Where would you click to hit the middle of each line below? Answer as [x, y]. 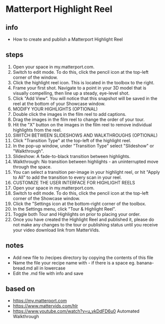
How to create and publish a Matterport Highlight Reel [68, 39]
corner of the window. [35, 77]
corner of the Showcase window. [47, 198]
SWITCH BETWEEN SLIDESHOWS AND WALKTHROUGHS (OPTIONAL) [85, 135]
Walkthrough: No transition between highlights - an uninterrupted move [85, 162]
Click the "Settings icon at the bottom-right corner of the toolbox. [80, 204]
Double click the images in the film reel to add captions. [70, 114]
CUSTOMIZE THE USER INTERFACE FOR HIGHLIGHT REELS [74, 182]
